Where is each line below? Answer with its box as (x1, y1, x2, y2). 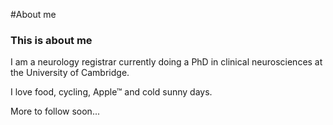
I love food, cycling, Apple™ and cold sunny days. (10, 86, 213, 98)
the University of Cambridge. (10, 67, 130, 79)
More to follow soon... (10, 105, 100, 118)
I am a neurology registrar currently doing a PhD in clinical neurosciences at (10, 56, 323, 68)
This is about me (10, 33, 93, 47)
